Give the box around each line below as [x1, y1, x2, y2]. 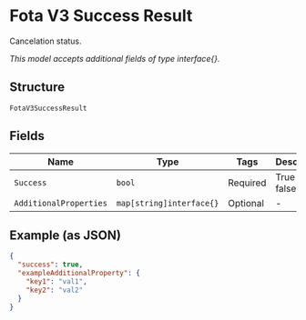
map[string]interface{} [116, 197, 219, 208]
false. [275, 182, 299, 195]
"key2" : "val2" [25, 285, 84, 295]
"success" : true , [17, 260, 84, 269]
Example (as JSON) [9, 227, 121, 243]
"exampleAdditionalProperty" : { [17, 269, 141, 278]
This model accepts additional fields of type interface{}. [9, 53, 220, 64]
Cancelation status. [9, 35, 82, 46]
